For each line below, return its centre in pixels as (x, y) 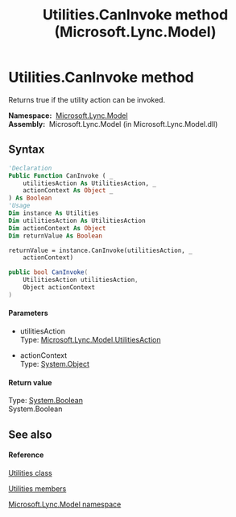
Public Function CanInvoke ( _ (61, 175)
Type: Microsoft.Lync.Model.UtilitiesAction (90, 339)
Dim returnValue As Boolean (56, 236)
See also (30, 434)
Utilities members (37, 488)
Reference (26, 455)
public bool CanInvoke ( (48, 272)
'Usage (19, 206)
